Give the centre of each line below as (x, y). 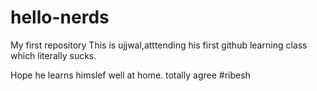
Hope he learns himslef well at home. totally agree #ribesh (130, 75)
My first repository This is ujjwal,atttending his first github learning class (159, 45)
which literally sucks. (53, 55)
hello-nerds (60, 17)
